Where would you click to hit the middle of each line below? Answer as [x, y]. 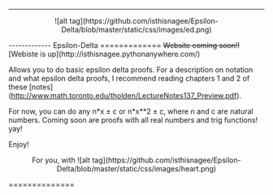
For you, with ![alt [61, 160]
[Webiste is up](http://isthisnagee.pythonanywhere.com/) [104, 54]
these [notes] [31, 87]
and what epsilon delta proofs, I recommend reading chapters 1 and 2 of [129, 78]
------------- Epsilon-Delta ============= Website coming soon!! [124, 45]
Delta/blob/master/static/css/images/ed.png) [136, 30]
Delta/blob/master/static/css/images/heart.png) [136, 169]
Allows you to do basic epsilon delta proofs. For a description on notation [131, 69]
